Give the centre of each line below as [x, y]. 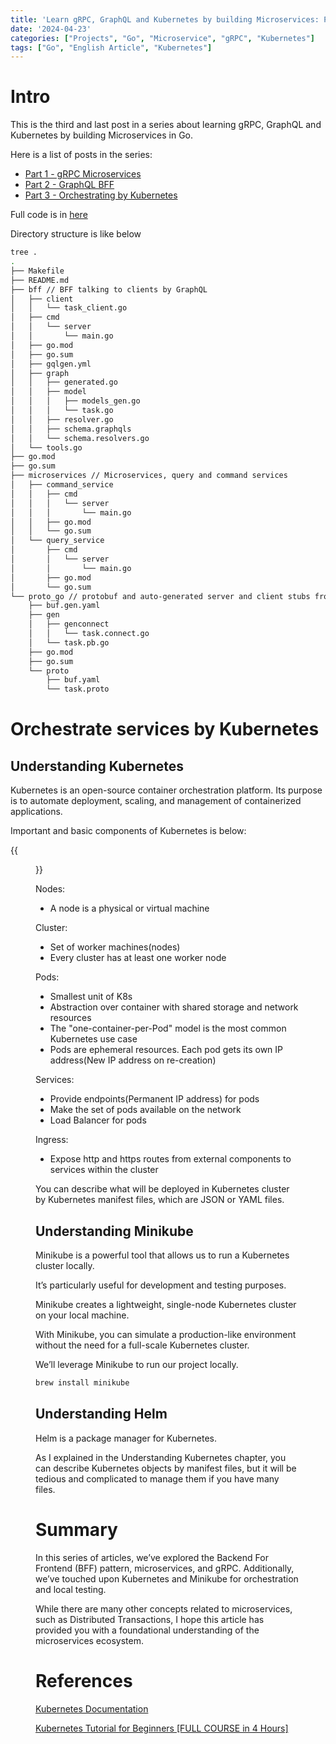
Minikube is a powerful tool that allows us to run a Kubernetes [162, 1255]
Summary [76, 1529]
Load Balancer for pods [98, 1120]
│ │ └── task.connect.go [89, 634]
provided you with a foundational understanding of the [147, 1630]
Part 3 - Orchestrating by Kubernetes [101, 195]
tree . [24, 252]
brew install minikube [82, 1383]
